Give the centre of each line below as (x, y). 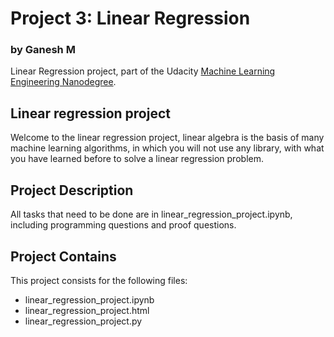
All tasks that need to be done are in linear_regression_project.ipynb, (151, 214)
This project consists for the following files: (99, 280)
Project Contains (63, 256)
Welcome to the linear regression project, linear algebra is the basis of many (167, 138)
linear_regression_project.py (83, 321)
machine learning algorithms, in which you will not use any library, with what (167, 148)
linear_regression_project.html (87, 310)
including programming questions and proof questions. (123, 225)
